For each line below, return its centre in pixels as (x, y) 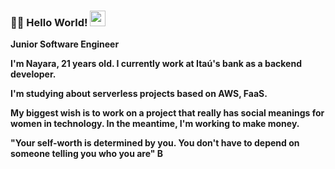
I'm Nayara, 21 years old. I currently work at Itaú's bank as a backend (156, 64)
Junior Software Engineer (65, 44)
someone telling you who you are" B (87, 154)
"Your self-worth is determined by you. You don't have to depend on (155, 143)
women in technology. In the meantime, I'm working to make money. (155, 124)
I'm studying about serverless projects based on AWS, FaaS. (139, 94)
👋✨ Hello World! (49, 22)
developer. (33, 74)
